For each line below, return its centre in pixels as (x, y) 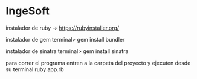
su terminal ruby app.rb (35, 69)
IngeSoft (27, 11)
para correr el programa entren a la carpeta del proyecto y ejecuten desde (98, 63)
